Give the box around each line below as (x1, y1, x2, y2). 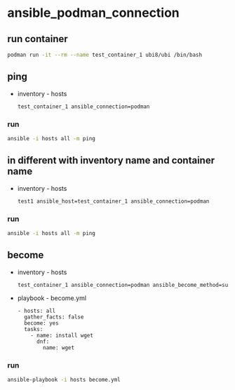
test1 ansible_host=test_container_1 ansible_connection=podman (17, 198, 210, 205)
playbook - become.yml (17, 293, 86, 302)
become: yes (24, 319, 59, 327)
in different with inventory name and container (7, 154, 215, 166)
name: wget (43, 344, 75, 351)
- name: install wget (30, 332, 93, 339)
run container (7, 33, 68, 45)
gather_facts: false (24, 314, 84, 321)
